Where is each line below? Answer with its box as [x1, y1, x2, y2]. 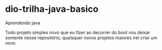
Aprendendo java [5, 20, 41, 26]
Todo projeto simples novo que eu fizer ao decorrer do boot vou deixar [5, 29, 151, 35]
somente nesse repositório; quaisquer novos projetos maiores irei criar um [5, 35, 158, 41]
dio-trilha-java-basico [5, 3, 98, 15]
